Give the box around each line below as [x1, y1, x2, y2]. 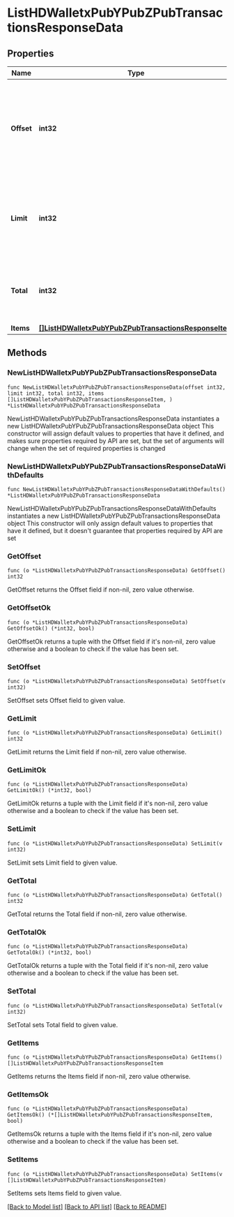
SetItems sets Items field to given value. [7, 1188, 122, 1197]
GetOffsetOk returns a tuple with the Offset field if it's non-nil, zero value [7, 637, 216, 645]
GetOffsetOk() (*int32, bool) [7, 625, 95, 632]
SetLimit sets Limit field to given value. [7, 858, 118, 867]
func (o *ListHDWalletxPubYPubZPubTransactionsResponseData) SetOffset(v [7, 678, 226, 685]
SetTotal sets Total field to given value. [7, 1020, 118, 1029]
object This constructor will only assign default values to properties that [7, 518, 214, 528]
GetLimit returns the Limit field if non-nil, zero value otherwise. [7, 748, 187, 756]
